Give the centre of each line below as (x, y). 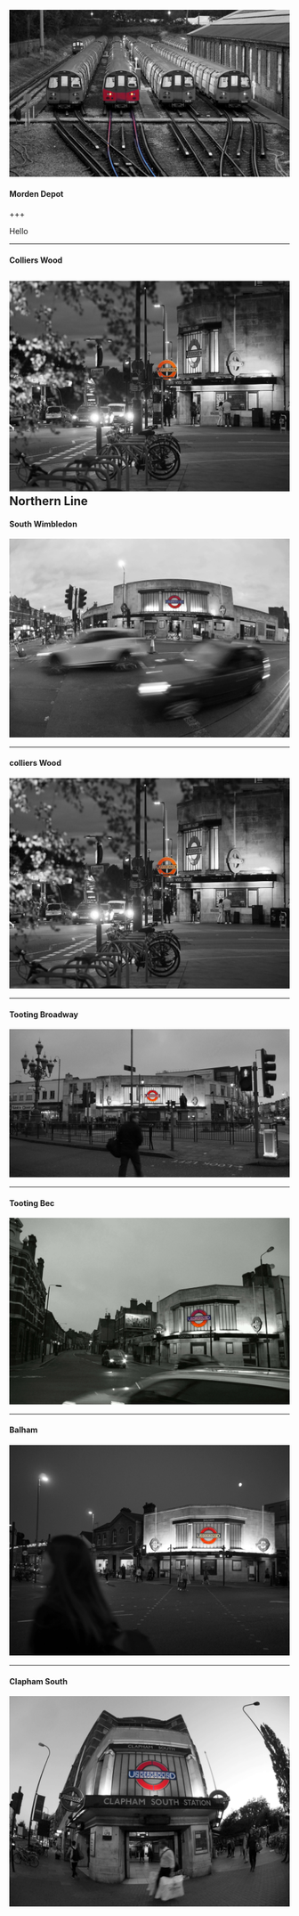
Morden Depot (36, 194)
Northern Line (49, 501)
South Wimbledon (43, 524)
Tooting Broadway (44, 1014)
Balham (24, 1430)
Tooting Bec (32, 1203)
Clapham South (39, 1681)
